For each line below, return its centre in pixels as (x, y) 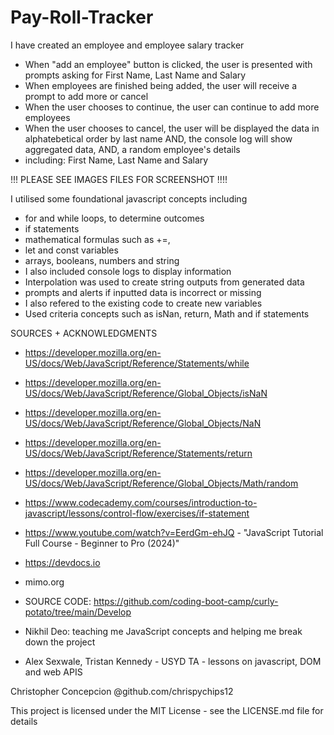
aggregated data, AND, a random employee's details (132, 149)
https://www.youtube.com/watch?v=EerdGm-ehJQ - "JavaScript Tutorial (174, 532)
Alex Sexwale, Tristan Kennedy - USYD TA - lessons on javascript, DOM (173, 661)
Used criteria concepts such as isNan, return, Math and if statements (167, 313)
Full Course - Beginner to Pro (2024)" (102, 543)
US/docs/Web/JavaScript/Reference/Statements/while (137, 363)
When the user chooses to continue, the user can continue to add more (172, 107)
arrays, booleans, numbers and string (102, 260)
